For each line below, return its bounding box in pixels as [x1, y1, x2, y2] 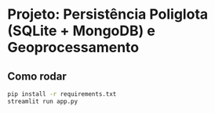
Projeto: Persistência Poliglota [7, 5, 209, 23]
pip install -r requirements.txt [7, 90, 117, 98]
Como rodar [7, 69, 67, 83]
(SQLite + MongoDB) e [7, 22, 156, 40]
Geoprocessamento [7, 39, 139, 56]
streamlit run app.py [7, 97, 78, 105]
